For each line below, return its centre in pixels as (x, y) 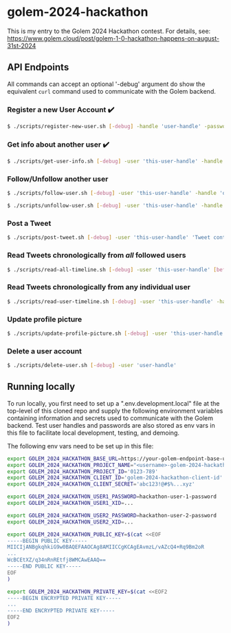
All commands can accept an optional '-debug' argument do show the (106, 84)
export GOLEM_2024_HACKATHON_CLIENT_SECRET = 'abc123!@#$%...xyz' (101, 484)
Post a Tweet (29, 223)
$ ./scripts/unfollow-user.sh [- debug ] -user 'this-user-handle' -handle (115, 206)
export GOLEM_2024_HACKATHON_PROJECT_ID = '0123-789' (82, 471)
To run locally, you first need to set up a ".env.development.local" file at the (113, 403)
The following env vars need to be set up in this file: (80, 446)
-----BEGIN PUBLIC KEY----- (47, 541)
